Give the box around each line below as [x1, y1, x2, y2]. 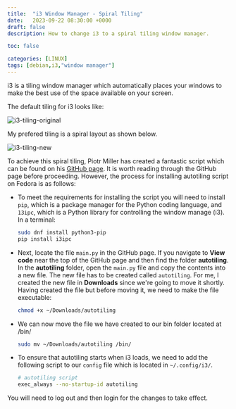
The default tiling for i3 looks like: [7, 102, 104, 111]
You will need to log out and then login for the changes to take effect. [7, 394, 208, 402]
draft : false [7, 23, 46, 30]
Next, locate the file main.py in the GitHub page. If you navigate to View [17, 248, 225, 257]
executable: [17, 293, 52, 301]
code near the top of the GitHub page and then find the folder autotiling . [17, 256, 229, 264]
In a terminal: [17, 215, 56, 224]
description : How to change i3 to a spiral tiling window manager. [7, 30, 210, 37]
